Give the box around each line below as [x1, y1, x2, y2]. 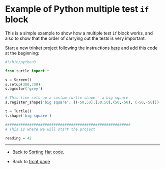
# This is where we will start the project [5, 127, 96, 132]
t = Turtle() [5, 109, 32, 114]
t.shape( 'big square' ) [5, 113, 52, 118]
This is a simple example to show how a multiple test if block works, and [5, 30, 153, 36]
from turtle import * [5, 68, 50, 73]
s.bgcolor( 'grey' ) [5, 86, 43, 91]
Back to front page [12, 159, 50, 165]
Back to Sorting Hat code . [12, 149, 65, 155]
